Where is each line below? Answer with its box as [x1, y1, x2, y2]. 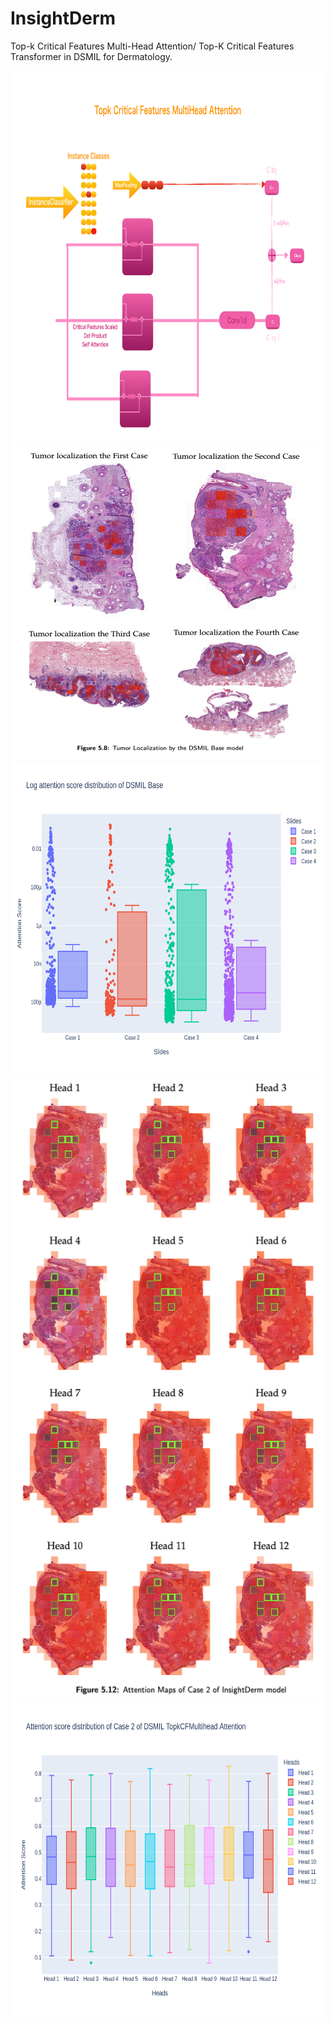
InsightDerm [10, 7, 117, 30]
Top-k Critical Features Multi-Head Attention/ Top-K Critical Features [10, 40, 295, 52]
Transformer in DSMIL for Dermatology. [10, 50, 173, 62]
